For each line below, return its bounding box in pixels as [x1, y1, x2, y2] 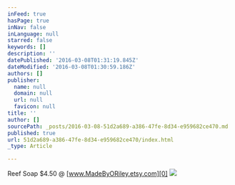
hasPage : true [7, 17, 50, 24]
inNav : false [7, 23, 46, 31]
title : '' [7, 110, 37, 117]
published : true [7, 129, 56, 137]
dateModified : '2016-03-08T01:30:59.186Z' [7, 63, 136, 70]
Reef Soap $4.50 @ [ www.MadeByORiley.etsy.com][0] [7, 169, 168, 178]
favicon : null [14, 103, 56, 110]
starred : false [7, 37, 53, 44]
